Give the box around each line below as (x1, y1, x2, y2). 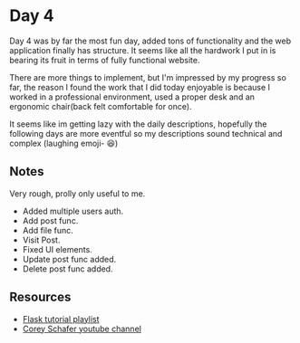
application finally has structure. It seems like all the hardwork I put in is (9, 44, 276, 55)
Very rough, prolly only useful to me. (9, 187, 146, 199)
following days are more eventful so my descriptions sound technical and (9, 128, 283, 138)
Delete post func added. (22, 263, 113, 274)
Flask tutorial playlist (22, 313, 100, 324)
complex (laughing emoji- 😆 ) (9, 138, 119, 148)
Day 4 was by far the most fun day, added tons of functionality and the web (9, 35, 292, 46)
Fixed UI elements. (22, 243, 92, 254)
